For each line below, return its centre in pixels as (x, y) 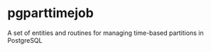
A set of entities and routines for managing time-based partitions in (105, 33)
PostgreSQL (25, 40)
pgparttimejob (50, 13)
